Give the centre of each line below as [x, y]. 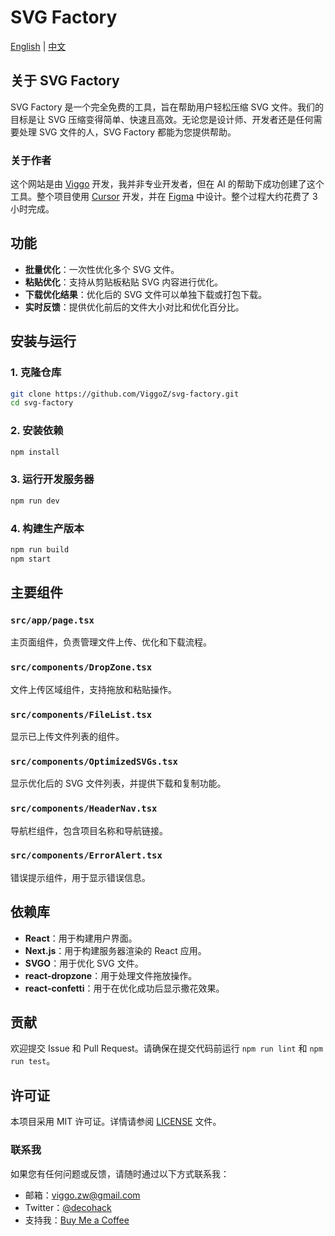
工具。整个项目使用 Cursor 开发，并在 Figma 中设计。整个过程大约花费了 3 [164, 197]
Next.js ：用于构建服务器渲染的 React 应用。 [115, 950]
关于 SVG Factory [65, 81]
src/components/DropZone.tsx [81, 667]
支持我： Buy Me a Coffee [77, 1220]
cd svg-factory [42, 403]
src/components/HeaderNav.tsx [84, 809]
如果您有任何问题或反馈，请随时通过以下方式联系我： [120, 1173]
